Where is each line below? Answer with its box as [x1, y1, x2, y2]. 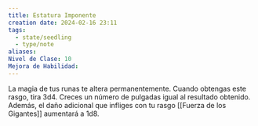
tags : [8, 26, 26, 34]
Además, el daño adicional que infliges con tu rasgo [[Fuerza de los [8, 100, 227, 110]
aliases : [8, 48, 37, 56]
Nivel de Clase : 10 [8, 56, 72, 63]
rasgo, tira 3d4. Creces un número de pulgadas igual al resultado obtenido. [8, 92, 251, 102]
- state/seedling [15, 33, 72, 41]
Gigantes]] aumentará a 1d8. [8, 109, 100, 118]
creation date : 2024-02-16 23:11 [8, 19, 118, 27]
